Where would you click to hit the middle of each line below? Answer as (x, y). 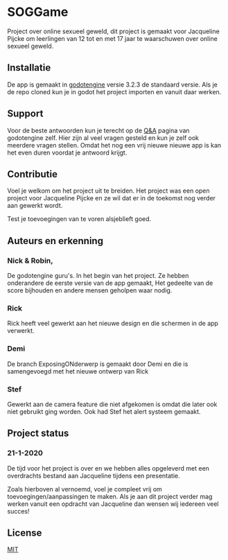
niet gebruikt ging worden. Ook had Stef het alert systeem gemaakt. (104, 411)
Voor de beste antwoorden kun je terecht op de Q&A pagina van (98, 130)
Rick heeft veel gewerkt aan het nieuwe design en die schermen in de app (113, 324)
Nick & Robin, (30, 261)
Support (25, 114)
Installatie (29, 68)
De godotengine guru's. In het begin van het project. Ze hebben (98, 276)
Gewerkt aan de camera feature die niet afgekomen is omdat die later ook (112, 404)
